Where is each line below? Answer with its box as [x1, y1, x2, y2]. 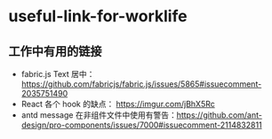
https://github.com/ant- [176, 110, 263, 120]
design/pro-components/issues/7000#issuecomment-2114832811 [20, 120, 263, 130]
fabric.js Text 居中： [20, 69, 95, 79]
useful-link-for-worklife [8, 6, 188, 27]
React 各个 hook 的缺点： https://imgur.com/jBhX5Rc [20, 99, 215, 109]
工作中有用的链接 [8, 43, 102, 58]
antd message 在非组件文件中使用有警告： [20, 110, 177, 120]
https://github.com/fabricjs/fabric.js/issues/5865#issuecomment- [20, 79, 262, 89]
